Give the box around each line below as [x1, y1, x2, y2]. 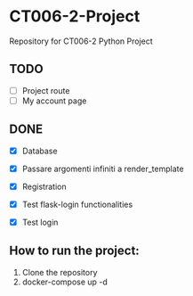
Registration [21, 181, 67, 192]
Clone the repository [21, 267, 98, 277]
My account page [21, 95, 87, 106]
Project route [21, 85, 70, 95]
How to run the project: [9, 243, 140, 259]
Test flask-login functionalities [21, 199, 133, 210]
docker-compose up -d [21, 276, 109, 287]
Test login [21, 217, 59, 227]
